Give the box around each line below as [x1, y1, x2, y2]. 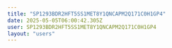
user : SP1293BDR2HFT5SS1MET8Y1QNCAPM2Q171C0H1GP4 [7, 23, 157, 30]
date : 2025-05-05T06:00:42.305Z [7, 17, 103, 24]
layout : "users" [7, 30, 55, 37]
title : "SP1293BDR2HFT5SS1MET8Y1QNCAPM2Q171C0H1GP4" [7, 10, 166, 18]
